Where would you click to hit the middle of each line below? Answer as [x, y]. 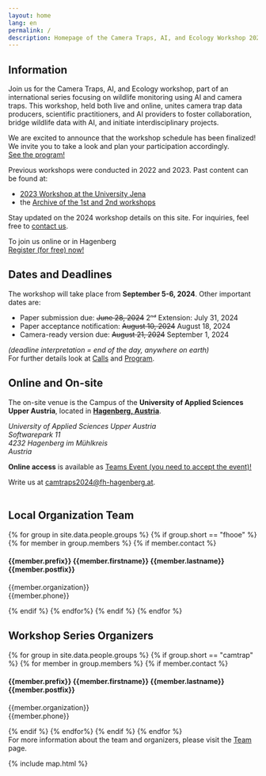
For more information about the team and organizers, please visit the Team [130, 740]
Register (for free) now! [46, 250]
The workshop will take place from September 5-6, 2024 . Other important [129, 293]
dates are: [25, 302]
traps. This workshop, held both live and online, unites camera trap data [125, 106]
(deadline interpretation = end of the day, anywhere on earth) [109, 350]
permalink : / [30, 30]
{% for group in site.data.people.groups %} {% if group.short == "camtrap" [131, 655]
